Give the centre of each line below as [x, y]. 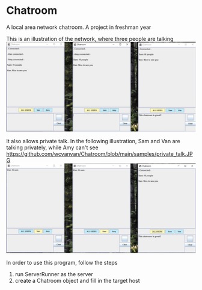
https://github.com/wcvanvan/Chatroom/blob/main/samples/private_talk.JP [100, 154]
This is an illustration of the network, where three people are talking [90, 39]
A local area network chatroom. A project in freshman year [79, 27]
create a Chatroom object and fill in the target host [77, 281]
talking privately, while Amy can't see [52, 147]
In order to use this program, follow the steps [62, 263]
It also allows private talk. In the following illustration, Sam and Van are [93, 141]
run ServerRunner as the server [54, 274]
